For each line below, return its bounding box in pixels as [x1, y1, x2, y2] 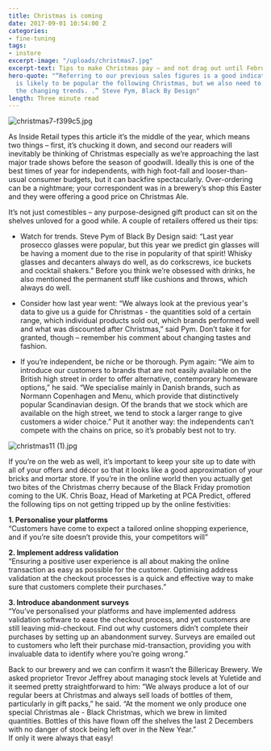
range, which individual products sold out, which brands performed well [19, 316, 260, 326]
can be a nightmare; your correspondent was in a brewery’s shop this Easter [8, 183, 262, 193]
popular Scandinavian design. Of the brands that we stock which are [19, 400, 248, 409]
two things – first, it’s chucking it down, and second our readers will [8, 140, 232, 150]
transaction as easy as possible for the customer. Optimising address [8, 565, 238, 575]
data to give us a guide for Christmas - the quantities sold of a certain [19, 307, 252, 317]
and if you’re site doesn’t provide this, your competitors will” [8, 533, 208, 542]
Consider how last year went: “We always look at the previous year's [19, 299, 248, 309]
